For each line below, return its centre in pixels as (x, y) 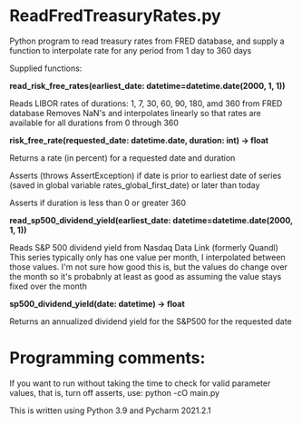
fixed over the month (49, 286)
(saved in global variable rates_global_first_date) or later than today (135, 185)
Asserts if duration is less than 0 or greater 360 (97, 203)
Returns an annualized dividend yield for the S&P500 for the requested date (151, 321)
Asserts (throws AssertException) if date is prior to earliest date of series (146, 175)
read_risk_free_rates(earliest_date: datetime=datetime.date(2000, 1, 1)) (147, 85)
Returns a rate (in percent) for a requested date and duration (122, 158)
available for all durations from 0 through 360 (94, 123)
